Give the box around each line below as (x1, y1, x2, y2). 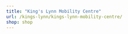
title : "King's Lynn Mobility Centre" (6, 8, 101, 14)
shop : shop (6, 19, 33, 25)
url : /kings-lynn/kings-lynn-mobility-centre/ (6, 14, 123, 20)
